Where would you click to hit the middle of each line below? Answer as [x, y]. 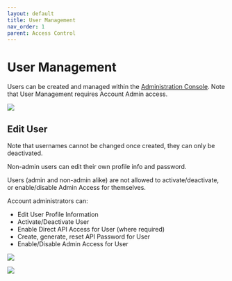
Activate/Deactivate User [53, 222]
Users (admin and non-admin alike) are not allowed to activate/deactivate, [113, 180]
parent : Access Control [42, 33]
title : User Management [42, 20]
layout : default [31, 14]
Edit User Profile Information [58, 214]
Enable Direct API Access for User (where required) [91, 229]
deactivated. [25, 153]
